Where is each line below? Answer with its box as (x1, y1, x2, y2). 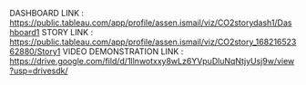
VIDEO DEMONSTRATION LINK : (62, 46, 184, 57)
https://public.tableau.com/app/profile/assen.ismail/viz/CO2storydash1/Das (9, 17, 292, 28)
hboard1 (9, 27, 40, 37)
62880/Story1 (9, 46, 61, 57)
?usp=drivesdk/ (9, 65, 68, 76)
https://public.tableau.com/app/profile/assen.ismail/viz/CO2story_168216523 (9, 36, 297, 47)
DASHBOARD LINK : (9, 8, 85, 18)
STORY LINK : (41, 27, 94, 37)
